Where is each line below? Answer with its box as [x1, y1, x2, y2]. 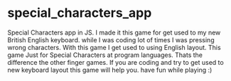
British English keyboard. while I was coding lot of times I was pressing [7, 35, 215, 44]
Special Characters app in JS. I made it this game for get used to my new [7, 28, 221, 37]
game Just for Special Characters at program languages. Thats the [7, 51, 203, 59]
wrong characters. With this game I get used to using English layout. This [7, 43, 222, 51]
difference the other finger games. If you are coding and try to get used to [7, 58, 224, 66]
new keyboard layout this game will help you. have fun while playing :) [7, 66, 213, 74]
